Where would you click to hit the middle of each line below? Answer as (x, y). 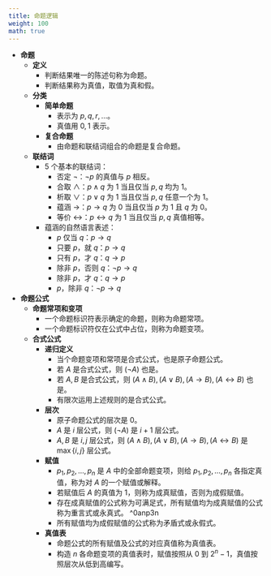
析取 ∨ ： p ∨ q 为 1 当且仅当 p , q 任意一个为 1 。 (135, 197)
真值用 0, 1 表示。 (85, 126)
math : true (27, 31)
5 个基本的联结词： (76, 166)
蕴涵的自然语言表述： (80, 227)
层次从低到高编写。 (96, 564)
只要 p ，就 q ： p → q (91, 247)
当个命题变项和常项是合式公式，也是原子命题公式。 (142, 359)
